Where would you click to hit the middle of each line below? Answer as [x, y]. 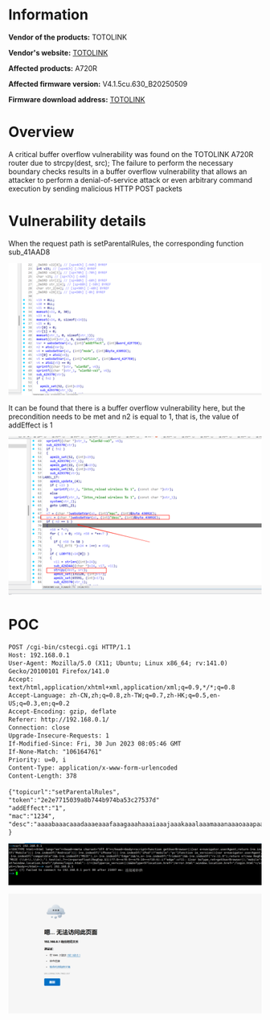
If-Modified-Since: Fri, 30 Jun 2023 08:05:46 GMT [95, 743]
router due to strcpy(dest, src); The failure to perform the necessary [121, 163]
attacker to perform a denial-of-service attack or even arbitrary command [131, 180]
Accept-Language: [37, 695]
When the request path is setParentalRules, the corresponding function [126, 243]
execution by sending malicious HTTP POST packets [95, 188]
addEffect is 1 [31, 425]
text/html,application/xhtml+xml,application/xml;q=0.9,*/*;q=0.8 [122, 687]
